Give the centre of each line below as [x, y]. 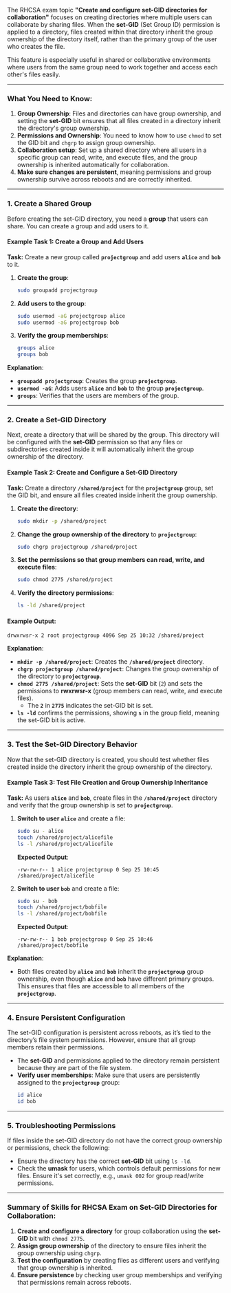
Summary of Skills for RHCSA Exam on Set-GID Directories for [112, 1208]
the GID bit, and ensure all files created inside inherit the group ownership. [112, 495]
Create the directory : [47, 508]
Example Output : [32, 621]
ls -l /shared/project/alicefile [65, 844]
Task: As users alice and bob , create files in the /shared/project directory [112, 798]
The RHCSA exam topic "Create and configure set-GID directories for [107, 10]
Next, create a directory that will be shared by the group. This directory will [113, 435]
